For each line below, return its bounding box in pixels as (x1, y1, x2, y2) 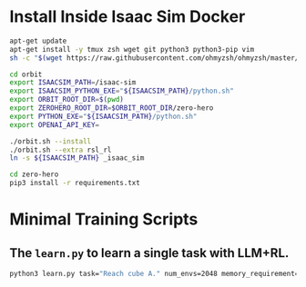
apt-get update (9, 36, 67, 45)
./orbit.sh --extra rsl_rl (9, 145, 112, 154)
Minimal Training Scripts (9, 209, 199, 230)
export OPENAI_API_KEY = (9, 120, 100, 129)
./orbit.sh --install (9, 136, 92, 146)
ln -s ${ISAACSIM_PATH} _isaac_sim (9, 153, 145, 163)
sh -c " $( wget (9, 53, 64, 63)
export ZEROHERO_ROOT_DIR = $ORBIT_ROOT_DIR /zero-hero (9, 104, 214, 113)
